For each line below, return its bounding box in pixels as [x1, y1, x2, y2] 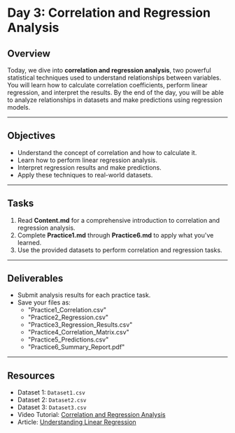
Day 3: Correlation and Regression [7, 5, 211, 21]
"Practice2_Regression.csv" [27, 313, 109, 322]
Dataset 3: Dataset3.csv [17, 403, 87, 411]
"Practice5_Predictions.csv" [27, 335, 109, 344]
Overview [7, 47, 51, 59]
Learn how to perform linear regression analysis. [17, 156, 157, 164]
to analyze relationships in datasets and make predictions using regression [7, 96, 222, 104]
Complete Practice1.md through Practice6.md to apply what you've [17, 230, 214, 239]
